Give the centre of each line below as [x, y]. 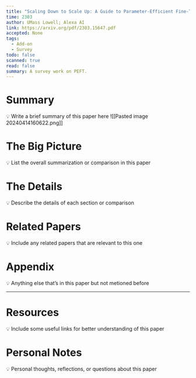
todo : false [20, 55]
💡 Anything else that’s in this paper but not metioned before [78, 283]
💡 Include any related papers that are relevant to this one [74, 243]
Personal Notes [44, 353]
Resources [33, 313]
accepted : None [24, 33]
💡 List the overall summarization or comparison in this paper [78, 163]
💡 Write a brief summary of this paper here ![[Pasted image [77, 116]
